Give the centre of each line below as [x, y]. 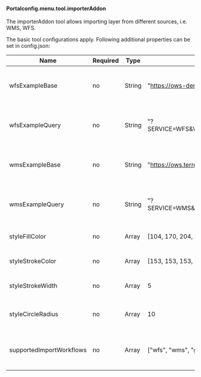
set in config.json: [28, 46]
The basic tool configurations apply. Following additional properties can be [98, 39]
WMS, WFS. [21, 28]
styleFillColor [28, 237]
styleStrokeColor [33, 261]
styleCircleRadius [34, 314]
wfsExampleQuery [35, 125]
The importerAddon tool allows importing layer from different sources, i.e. [97, 22]
